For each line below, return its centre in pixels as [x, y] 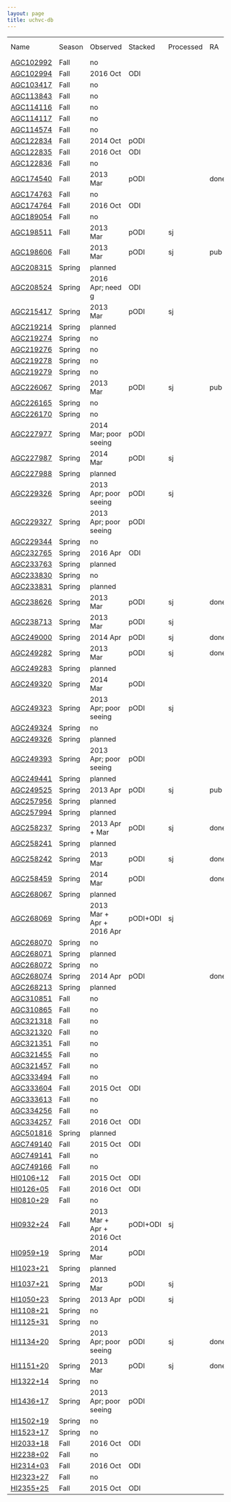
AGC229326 [32, 493]
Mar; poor [106, 434]
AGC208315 [32, 268]
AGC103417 [32, 85]
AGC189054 [32, 217]
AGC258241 [32, 843]
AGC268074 [32, 976]
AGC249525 [32, 790]
